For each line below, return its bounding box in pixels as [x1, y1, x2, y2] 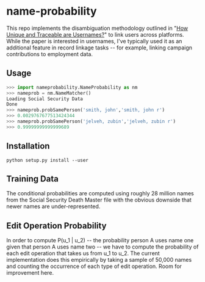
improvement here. [6, 269, 54, 277]
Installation [6, 141, 50, 151]
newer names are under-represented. [6, 203, 101, 210]
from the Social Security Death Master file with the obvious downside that [6, 197, 192, 204]
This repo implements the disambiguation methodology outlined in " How [6, 24, 189, 32]
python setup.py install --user [6, 157, 88, 163]
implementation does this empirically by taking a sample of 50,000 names [6, 256, 192, 264]
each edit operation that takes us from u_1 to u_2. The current [6, 250, 160, 257]
